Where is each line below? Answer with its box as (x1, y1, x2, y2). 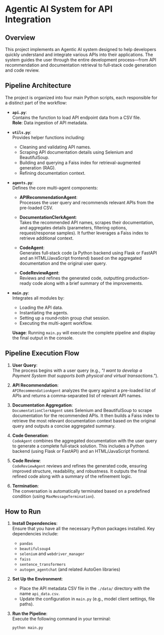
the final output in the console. (12, 335, 74, 341)
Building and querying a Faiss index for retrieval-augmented (19, 160, 141, 166)
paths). (19, 601, 34, 607)
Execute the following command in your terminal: (12, 616, 111, 622)
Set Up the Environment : (12, 576, 63, 582)
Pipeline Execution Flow (5, 349, 80, 358)
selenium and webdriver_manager (19, 551, 85, 557)
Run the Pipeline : (12, 610, 47, 617)
